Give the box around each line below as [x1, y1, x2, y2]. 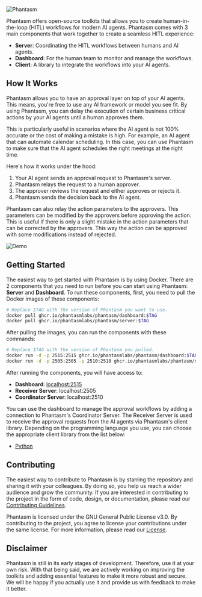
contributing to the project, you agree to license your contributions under [6, 519, 187, 527]
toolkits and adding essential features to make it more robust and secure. [6, 572, 188, 580]
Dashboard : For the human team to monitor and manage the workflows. [14, 55, 194, 61]
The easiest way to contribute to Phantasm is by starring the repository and [6, 476, 194, 483]
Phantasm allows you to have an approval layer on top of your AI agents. [6, 94, 185, 102]
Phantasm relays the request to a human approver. [14, 181, 140, 188]
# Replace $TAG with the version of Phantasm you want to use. [6, 307, 168, 313]
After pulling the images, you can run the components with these [6, 329, 167, 336]
